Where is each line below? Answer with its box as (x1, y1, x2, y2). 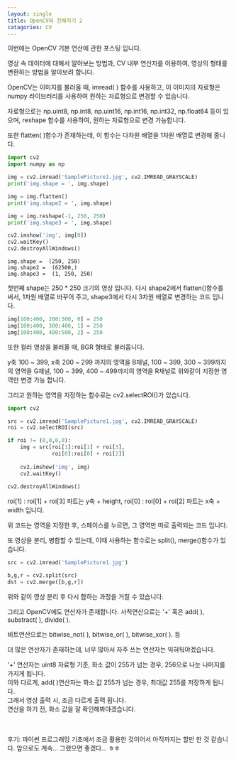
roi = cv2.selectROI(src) (7, 424, 84, 431)
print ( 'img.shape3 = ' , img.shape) (7, 219, 113, 226)
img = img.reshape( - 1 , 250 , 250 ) (7, 212, 106, 220)
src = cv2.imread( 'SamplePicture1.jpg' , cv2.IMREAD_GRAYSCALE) (7, 417, 198, 425)
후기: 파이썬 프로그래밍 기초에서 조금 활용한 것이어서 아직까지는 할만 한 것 (7, 735, 210, 743)
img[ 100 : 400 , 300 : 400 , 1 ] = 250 (7, 322, 103, 329)
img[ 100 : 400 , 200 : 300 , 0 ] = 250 (7, 316, 103, 323)
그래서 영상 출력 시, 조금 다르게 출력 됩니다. (7, 696, 126, 704)
